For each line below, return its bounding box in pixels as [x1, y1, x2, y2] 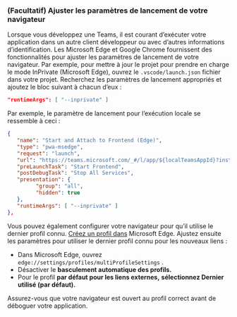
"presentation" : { [16, 176, 71, 183]
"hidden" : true [35, 189, 80, 197]
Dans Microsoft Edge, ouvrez [17, 250, 102, 259]
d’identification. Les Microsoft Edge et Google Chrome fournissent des [7, 45, 213, 54]
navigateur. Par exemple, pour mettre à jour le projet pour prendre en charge [7, 61, 229, 69]
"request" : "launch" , [16, 150, 80, 157]
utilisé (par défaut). [17, 280, 76, 289]
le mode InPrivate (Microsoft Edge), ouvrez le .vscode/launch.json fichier [7, 68, 221, 76]
